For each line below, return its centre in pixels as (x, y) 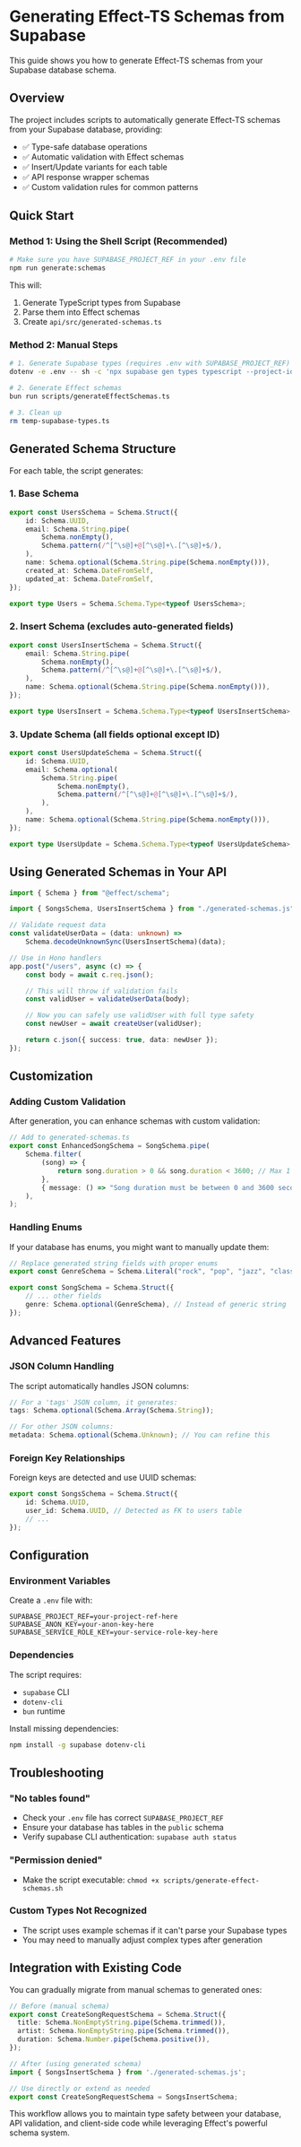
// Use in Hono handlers (56, 958)
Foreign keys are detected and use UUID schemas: (103, 1478)
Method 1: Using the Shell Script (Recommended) (119, 241)
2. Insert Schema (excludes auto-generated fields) (122, 627)
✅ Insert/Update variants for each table (95, 167)
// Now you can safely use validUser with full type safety (140, 1015)
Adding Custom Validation (68, 1102)
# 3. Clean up (36, 413)
